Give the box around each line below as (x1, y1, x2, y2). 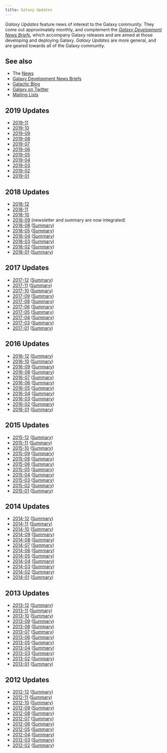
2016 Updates (5, 340, 49, 348)
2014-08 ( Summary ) (12, 537, 55, 543)
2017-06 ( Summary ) (12, 304, 54, 310)
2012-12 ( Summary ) (12, 689, 53, 695)
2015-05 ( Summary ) (12, 466, 54, 473)
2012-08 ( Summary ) (12, 710, 54, 716)
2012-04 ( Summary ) (12, 731, 54, 737)
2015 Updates (5, 421, 49, 430)
